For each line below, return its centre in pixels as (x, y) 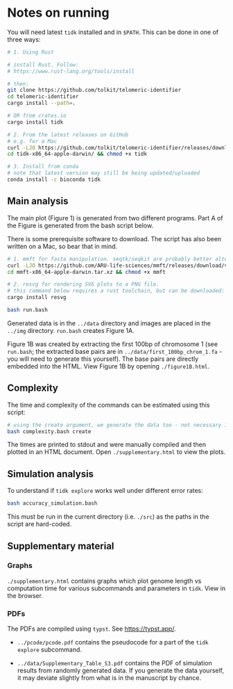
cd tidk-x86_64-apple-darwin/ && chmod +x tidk (77, 154)
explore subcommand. (49, 650)
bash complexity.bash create (49, 431)
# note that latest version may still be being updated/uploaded (103, 173)
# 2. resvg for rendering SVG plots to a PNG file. (83, 284)
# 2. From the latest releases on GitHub (68, 135)
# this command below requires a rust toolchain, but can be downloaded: (116, 291)
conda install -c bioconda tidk (54, 180)
